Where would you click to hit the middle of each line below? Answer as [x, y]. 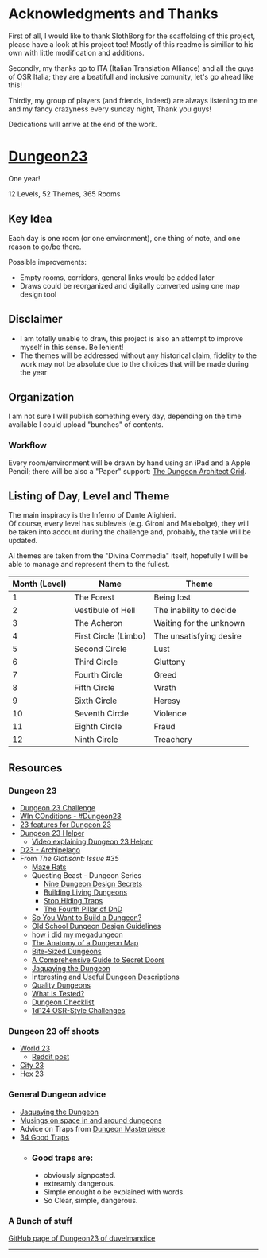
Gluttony [170, 662]
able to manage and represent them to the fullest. [89, 565]
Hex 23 [31, 1074]
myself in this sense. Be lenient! [72, 347]
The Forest [95, 597]
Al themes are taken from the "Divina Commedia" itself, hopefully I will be [128, 556]
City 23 [32, 1066]
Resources [35, 768]
